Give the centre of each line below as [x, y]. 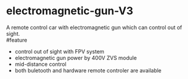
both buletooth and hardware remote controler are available [88, 70]
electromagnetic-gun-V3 [70, 11]
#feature [17, 40]
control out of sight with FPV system [59, 51]
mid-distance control [41, 64]
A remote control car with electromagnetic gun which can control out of [94, 27]
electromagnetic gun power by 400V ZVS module [76, 58]
